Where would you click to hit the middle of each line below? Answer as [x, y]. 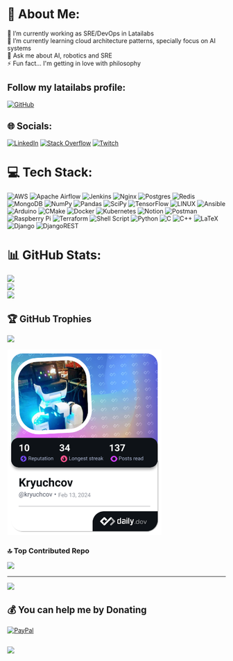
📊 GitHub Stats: [54, 255]
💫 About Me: [44, 14]
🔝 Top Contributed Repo [49, 551]
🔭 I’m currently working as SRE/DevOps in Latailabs [81, 33]
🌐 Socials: [30, 127]
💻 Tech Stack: [50, 172]
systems [19, 48]
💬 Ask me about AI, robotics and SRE [60, 55]
